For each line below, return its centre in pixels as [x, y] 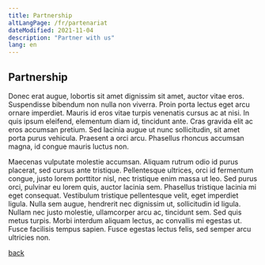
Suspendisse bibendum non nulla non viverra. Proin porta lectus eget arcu [129, 104]
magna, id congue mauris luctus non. [68, 146]
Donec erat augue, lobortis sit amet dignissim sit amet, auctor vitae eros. [127, 96]
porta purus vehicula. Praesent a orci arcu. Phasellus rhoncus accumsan [126, 138]
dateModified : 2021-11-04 [51, 30]
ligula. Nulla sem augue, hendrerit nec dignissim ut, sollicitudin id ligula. [125, 203]
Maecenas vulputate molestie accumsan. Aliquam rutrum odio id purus [123, 161]
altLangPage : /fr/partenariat [58, 23]
